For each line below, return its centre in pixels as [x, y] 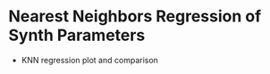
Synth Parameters [77, 35]
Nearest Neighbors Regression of [135, 16]
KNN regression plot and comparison [89, 60]
